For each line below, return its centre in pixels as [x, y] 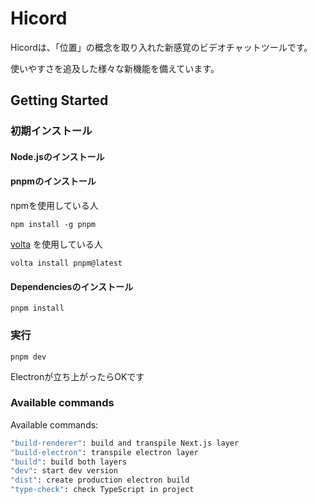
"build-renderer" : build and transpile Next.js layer [125, 443]
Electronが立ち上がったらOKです [77, 376]
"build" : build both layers [69, 462]
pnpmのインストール [53, 181]
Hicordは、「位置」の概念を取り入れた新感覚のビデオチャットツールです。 [161, 47]
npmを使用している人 [54, 206]
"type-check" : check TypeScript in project [102, 490]
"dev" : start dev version [64, 471]
